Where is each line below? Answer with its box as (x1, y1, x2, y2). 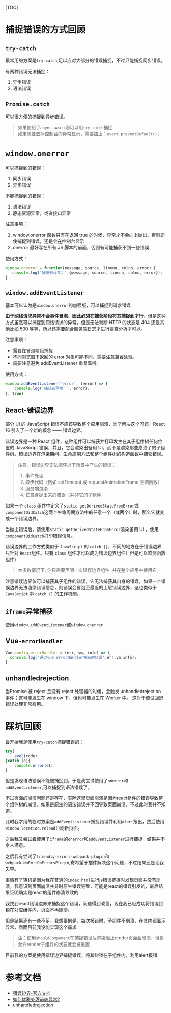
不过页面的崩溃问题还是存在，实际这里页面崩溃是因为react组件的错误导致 (5, 795, 159, 801)
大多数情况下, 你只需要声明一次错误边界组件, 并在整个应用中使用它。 (17, 567, 161, 573)
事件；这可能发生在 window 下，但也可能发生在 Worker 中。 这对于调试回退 (5, 695, 164, 701)
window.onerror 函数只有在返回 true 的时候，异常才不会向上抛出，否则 (12, 232, 161, 238)
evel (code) (14, 753, 38, 758)
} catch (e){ (5, 758, 31, 764)
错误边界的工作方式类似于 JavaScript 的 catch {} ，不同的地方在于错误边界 (5, 543, 162, 549)
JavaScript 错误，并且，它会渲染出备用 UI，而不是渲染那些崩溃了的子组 (15, 444, 165, 450)
